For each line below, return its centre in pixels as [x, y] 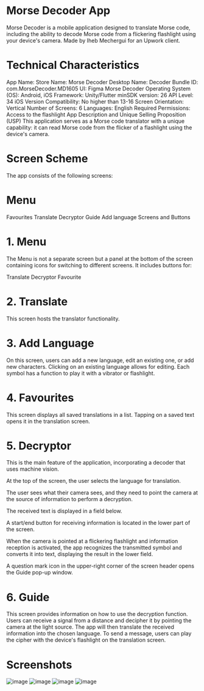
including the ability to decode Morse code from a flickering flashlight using [101, 34]
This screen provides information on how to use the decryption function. [97, 614]
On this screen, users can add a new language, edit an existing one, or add [100, 360]
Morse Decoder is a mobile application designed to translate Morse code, [98, 27]
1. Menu [26, 241]
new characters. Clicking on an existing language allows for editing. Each [98, 366]
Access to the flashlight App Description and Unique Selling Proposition [96, 114]
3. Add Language [50, 343]
